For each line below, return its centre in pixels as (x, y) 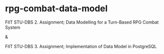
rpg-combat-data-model (56, 9)
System (13, 27)
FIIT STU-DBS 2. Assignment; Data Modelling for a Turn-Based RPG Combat (82, 22)
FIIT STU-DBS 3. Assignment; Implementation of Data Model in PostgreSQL (81, 46)
